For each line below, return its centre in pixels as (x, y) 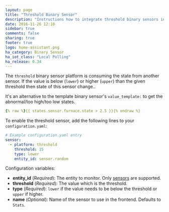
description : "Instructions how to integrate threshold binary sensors (82, 19)
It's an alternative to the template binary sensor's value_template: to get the (84, 96)
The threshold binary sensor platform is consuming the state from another (82, 76)
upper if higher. (28, 194)
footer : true (19, 43)
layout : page (19, 10)
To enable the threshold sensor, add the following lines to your (70, 121)
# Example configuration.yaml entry (44, 135)
